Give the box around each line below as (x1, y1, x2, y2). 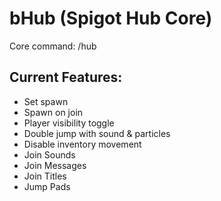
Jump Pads (23, 180, 71, 192)
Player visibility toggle (23, 117, 115, 129)
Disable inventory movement (23, 138, 142, 150)
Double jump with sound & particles (23, 127, 171, 139)
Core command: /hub (9, 40, 97, 52)
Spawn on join (23, 106, 84, 118)
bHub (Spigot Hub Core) (9, 7, 213, 30)
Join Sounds (23, 148, 76, 161)
